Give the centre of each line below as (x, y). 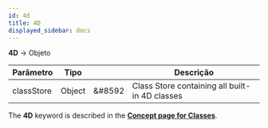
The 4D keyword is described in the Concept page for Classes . (113, 115)
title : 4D (25, 23)
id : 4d (19, 16)
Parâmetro (33, 72)
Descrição (194, 72)
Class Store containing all (179, 86)
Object (73, 91)
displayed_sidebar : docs (49, 30)
